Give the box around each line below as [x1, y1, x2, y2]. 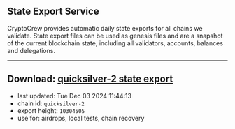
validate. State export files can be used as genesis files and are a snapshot [7, 31, 223, 40]
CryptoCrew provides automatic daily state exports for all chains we [7, 24, 203, 32]
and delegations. [7, 46, 56, 54]
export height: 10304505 [17, 106, 85, 114]
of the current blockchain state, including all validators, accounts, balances [7, 38, 224, 47]
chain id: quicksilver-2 [17, 99, 85, 107]
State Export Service [7, 6, 99, 17]
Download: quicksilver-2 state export [7, 73, 173, 85]
